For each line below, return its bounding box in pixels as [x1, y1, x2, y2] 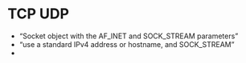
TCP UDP [7, 5, 70, 23]
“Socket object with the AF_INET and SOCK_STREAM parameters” [18, 31, 239, 41]
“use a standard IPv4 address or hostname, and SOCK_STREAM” [18, 39, 235, 49]
